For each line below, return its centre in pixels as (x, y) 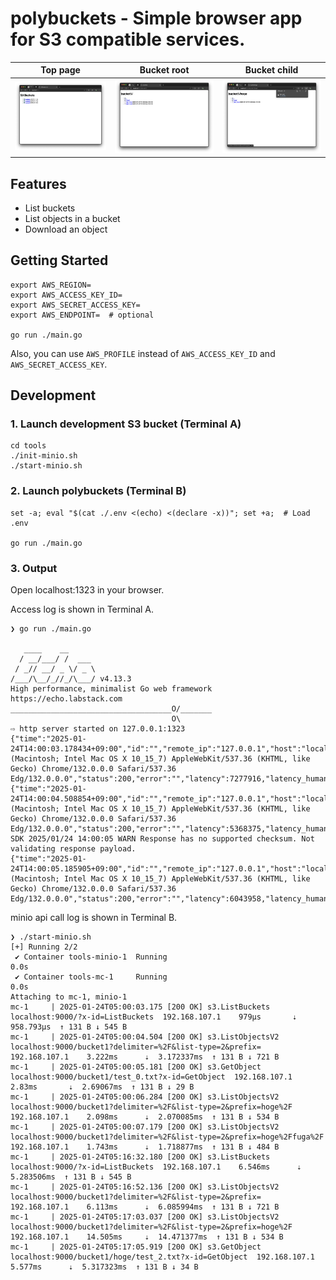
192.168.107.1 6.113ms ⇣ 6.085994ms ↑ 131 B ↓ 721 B (145, 1207)
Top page (60, 70)
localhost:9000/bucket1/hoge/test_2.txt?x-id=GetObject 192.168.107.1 (162, 1257)
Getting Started (59, 260)
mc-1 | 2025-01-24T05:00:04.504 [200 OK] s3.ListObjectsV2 (145, 1037)
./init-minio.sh (44, 456)
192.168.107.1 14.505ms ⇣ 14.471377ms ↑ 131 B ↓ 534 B (147, 1237)
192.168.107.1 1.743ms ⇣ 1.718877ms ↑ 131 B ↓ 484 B (145, 1147)
